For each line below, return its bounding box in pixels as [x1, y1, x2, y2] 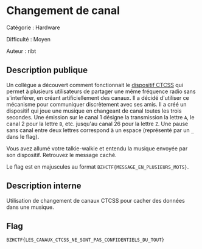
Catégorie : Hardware [6, 24, 60, 31]
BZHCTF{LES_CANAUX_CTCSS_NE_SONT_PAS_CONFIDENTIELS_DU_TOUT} [6, 237, 165, 244]
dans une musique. [6, 203, 55, 211]
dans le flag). [6, 133, 40, 140]
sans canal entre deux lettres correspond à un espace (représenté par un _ [6, 126, 194, 134]
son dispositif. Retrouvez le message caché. [6, 151, 117, 158]
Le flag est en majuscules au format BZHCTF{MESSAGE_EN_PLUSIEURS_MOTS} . [6, 163, 189, 170]
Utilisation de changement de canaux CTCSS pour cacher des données [6, 197, 186, 204]
